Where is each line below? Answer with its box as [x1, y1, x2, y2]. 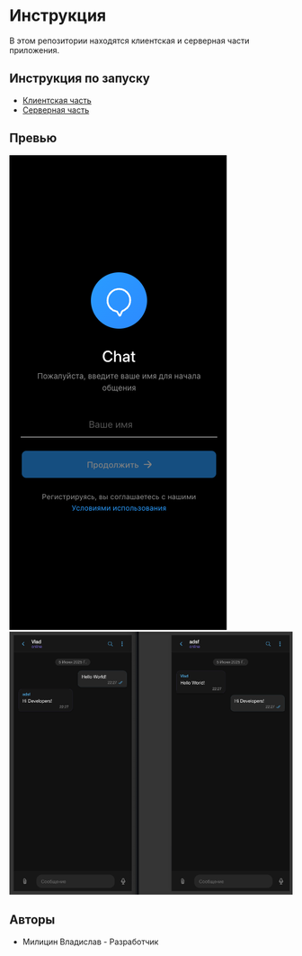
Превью [9, 131, 58, 146]
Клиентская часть [22, 95, 92, 105]
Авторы [9, 912, 56, 928]
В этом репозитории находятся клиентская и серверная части [9, 35, 250, 46]
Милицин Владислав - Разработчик [22, 936, 159, 947]
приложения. [9, 44, 60, 55]
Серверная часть [22, 105, 90, 115]
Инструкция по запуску [9, 71, 150, 86]
